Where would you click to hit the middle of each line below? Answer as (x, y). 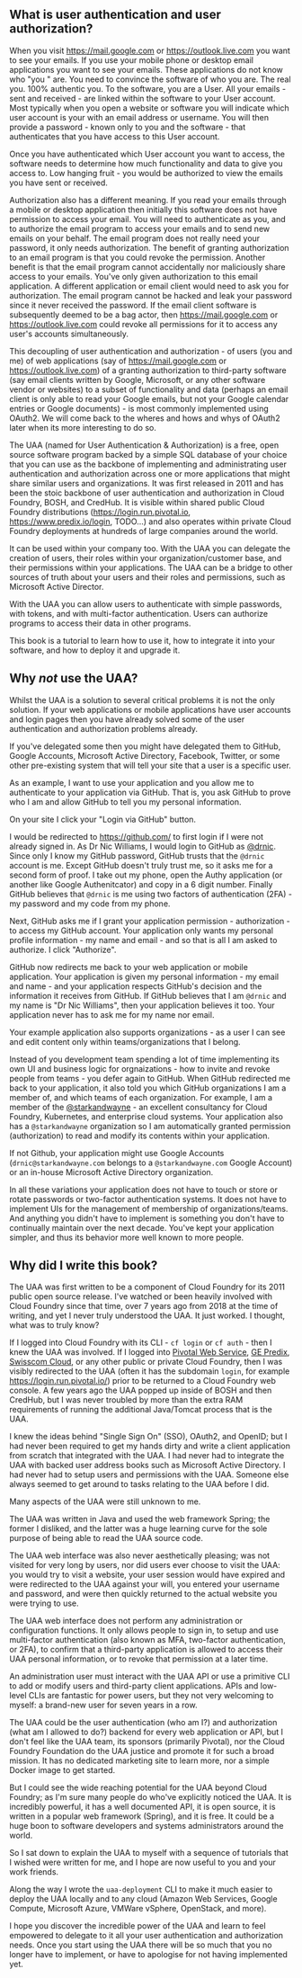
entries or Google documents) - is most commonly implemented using (139, 408)
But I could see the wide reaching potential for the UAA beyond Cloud (138, 1787)
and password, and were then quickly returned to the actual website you (143, 1594)
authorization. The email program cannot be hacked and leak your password (151, 295)
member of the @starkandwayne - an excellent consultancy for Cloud (138, 1107)
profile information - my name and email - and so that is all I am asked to (143, 940)
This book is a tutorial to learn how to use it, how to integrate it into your (142, 640)
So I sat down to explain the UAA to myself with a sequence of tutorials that (149, 1853)
